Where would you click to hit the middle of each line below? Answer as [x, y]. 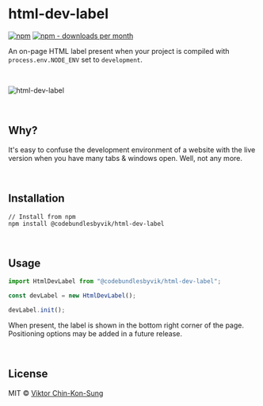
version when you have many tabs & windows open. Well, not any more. [126, 158]
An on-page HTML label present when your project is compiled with [119, 51]
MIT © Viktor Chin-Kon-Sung [56, 393]
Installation [36, 199]
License [28, 374]
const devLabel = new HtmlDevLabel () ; [72, 296]
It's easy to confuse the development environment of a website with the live [132, 149]
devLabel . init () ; [37, 310]
